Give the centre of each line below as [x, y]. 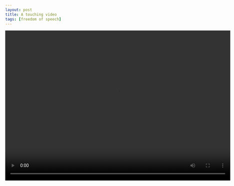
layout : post [19, 10]
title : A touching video [31, 14]
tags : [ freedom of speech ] [33, 19]
